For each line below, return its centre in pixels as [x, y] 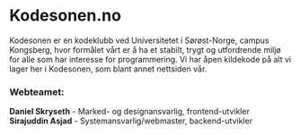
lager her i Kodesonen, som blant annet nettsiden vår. [108, 69]
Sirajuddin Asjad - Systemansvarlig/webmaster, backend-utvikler [131, 121]
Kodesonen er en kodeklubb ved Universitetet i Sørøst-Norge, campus [139, 40]
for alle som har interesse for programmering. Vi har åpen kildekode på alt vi [150, 59]
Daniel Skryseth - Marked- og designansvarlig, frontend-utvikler [129, 112]
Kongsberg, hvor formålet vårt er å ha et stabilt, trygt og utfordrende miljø [145, 49]
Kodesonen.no [65, 16]
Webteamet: [37, 92]
